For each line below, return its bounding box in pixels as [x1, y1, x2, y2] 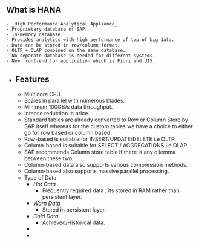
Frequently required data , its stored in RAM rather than [42, 187, 180, 194]
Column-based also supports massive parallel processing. [24, 167, 169, 175]
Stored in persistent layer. [42, 206, 106, 213]
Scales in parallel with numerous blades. [24, 97, 125, 104]
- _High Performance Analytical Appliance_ [6, 21, 118, 27]
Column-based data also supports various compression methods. [24, 161, 188, 168]
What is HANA [6, 5, 62, 15]
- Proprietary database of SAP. [6, 26, 88, 32]
